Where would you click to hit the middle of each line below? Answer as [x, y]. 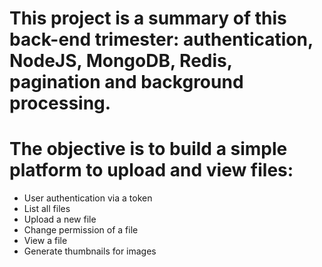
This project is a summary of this [148, 18]
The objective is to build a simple [148, 149]
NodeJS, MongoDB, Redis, [121, 61]
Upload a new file [60, 219]
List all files [47, 209]
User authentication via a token [88, 198]
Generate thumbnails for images [90, 251]
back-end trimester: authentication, [161, 39]
